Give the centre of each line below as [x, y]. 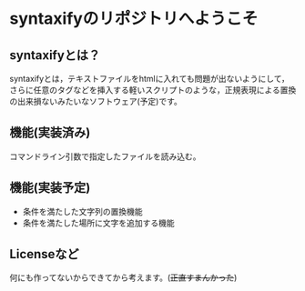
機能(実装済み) [50, 133]
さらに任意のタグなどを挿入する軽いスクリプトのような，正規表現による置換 [153, 90]
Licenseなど [44, 254]
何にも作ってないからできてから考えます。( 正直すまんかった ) [123, 277]
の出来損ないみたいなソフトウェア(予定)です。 [96, 101]
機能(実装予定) [50, 188]
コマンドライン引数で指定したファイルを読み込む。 [105, 156]
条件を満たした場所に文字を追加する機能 [98, 223]
